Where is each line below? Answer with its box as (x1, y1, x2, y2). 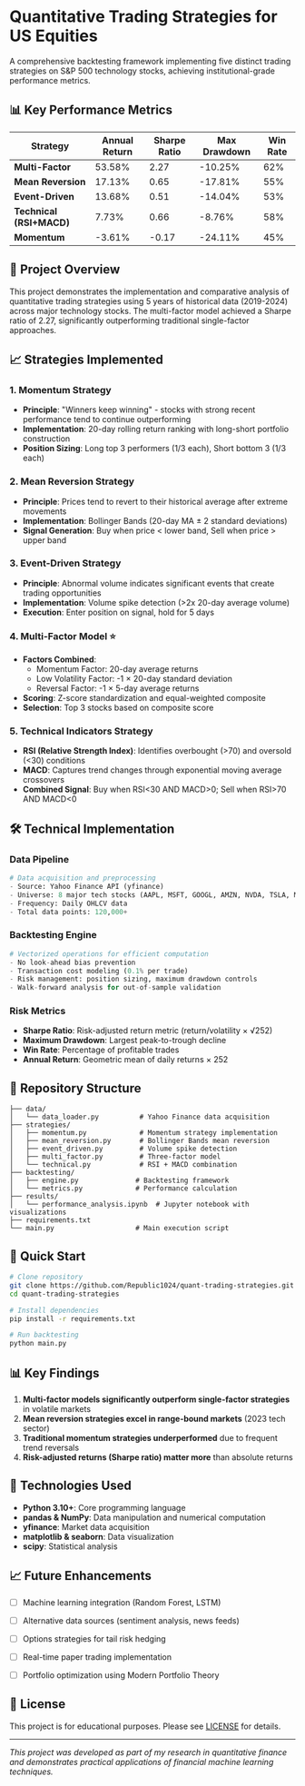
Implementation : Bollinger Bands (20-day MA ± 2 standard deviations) (22, 515, 288, 526)
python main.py (9, 1339, 67, 1348)
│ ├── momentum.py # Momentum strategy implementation (9, 1129, 279, 1138)
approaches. (9, 324, 57, 335)
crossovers (22, 775, 65, 785)
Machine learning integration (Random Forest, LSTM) (22, 1596, 221, 1608)
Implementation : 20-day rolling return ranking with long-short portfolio (22, 424, 289, 435)
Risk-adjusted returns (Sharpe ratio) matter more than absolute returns (22, 1452, 293, 1463)
